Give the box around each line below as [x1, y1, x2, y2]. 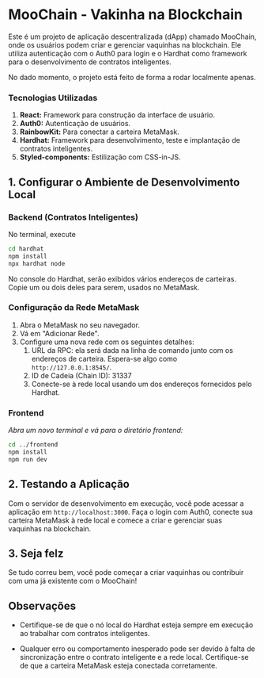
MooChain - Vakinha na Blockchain [8, 6, 243, 24]
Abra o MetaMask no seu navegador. [19, 320, 141, 330]
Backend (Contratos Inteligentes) [8, 212, 138, 223]
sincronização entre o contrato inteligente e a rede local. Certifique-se [19, 653, 249, 662]
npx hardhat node [8, 259, 66, 267]
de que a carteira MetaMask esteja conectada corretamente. [19, 661, 217, 671]
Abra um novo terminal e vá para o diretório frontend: [8, 426, 183, 435]
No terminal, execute [8, 229, 77, 239]
